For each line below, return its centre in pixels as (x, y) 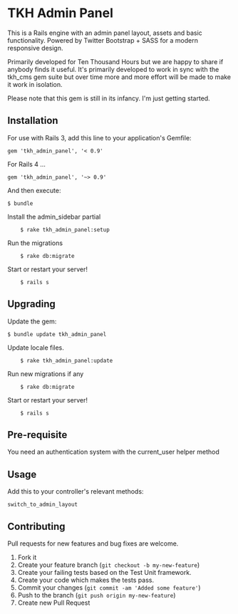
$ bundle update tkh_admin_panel (57, 334)
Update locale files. (36, 348)
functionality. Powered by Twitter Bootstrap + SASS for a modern (103, 40)
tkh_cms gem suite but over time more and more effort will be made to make (119, 77)
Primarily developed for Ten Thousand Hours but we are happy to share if (115, 61)
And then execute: (34, 190)
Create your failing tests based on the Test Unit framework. (104, 572)
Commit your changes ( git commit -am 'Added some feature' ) (109, 588)
